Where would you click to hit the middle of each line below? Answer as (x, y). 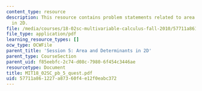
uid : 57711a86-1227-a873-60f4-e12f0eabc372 (62, 78)
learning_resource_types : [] (43, 40)
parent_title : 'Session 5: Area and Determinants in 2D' (79, 51)
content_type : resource (36, 12)
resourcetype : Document (36, 67)
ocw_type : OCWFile (29, 45)
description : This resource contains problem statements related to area (101, 17)
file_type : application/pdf (41, 34)
